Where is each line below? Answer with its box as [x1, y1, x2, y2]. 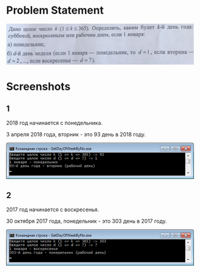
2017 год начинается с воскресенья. [6, 206, 99, 213]
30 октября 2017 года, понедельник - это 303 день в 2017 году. [6, 218, 167, 225]
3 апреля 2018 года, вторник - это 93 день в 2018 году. [6, 131, 146, 138]
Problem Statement [6, 4, 104, 17]
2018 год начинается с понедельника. [6, 120, 103, 127]
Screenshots [6, 80, 71, 93]
